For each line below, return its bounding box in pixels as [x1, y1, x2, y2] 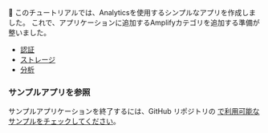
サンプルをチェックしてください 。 [8, 116, 120, 127]
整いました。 [8, 28, 51, 37]
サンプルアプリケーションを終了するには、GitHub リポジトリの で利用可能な [8, 107, 260, 116]
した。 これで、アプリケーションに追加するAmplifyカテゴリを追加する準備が [8, 18, 261, 27]
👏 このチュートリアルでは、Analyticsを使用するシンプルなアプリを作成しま [8, 8, 257, 17]
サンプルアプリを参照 [8, 87, 91, 98]
